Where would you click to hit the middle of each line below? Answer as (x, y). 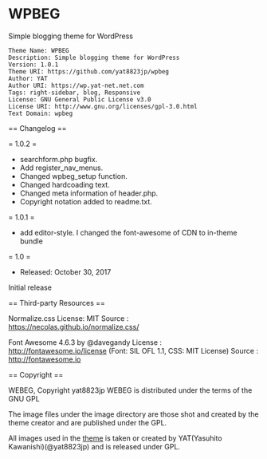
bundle (31, 241)
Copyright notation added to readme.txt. (86, 201)
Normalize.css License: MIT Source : (69, 318)
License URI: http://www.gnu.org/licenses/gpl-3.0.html (103, 106)
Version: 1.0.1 (33, 65)
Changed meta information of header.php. (89, 193)
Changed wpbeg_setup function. (73, 176)
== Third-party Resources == (57, 303)
